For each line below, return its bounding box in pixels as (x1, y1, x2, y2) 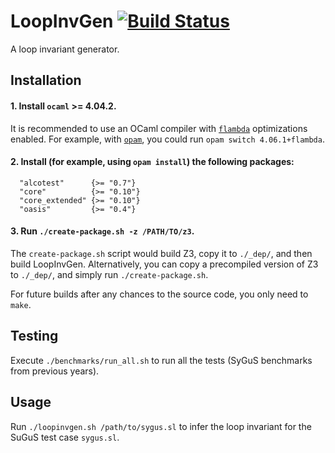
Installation (10, 72, 82, 89)
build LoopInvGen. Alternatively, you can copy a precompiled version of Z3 (10, 258, 319, 270)
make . (10, 298, 32, 310)
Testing (10, 328, 59, 345)
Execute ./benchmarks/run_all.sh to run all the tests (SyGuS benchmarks (10, 354, 313, 366)
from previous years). (10, 365, 100, 377)
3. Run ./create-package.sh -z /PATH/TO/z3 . (10, 225, 195, 237)
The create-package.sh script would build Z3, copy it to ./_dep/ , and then (10, 247, 313, 259)
